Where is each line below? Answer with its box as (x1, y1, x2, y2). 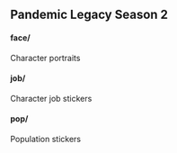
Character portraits (10, 52, 81, 63)
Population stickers (10, 134, 82, 144)
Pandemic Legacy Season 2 (10, 7, 169, 22)
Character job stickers (10, 93, 93, 103)
